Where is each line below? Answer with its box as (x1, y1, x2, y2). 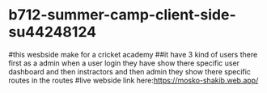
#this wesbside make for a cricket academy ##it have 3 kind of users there (8, 49, 258, 59)
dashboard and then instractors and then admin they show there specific (8, 66, 251, 76)
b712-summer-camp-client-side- (8, 6, 236, 24)
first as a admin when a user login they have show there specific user (8, 58, 240, 68)
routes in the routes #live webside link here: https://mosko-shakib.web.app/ (8, 75, 259, 85)
